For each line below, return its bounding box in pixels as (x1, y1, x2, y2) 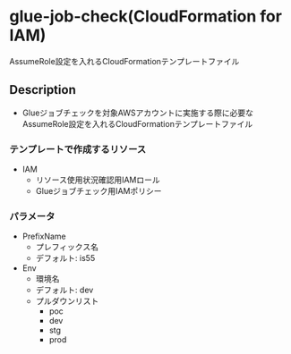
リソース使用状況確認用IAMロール (35, 174, 160, 185)
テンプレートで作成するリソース (9, 143, 147, 156)
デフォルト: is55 (35, 253, 96, 264)
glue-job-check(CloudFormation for (9, 6, 282, 27)
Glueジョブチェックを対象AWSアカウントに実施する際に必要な (21, 107, 253, 118)
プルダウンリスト (35, 296, 99, 307)
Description (9, 82, 76, 97)
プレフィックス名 (35, 241, 98, 252)
